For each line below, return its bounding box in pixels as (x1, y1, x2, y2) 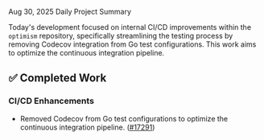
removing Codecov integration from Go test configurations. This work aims (8, 39, 257, 49)
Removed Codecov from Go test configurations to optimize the (19, 113, 229, 123)
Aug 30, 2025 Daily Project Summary (8, 7, 131, 16)
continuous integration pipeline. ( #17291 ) (19, 122, 155, 132)
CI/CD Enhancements (8, 96, 95, 107)
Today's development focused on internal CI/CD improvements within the (8, 23, 252, 31)
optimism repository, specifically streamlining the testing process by (8, 31, 233, 40)
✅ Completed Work (8, 72, 107, 85)
